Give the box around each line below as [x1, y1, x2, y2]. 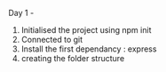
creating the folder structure [20, 53, 125, 63]
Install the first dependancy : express [20, 44, 157, 54]
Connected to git [20, 35, 83, 44]
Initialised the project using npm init [20, 25, 152, 35]
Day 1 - [8, 8, 35, 18]
